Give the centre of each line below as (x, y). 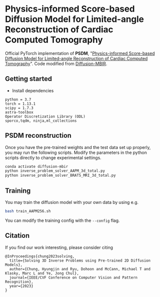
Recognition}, (19, 282)
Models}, (14, 265)
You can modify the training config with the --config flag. (63, 220)
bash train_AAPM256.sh (28, 211)
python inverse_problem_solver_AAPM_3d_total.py (55, 171)
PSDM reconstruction (38, 136)
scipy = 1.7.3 (19, 108)
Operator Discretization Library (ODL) (45, 116)
